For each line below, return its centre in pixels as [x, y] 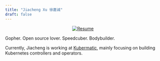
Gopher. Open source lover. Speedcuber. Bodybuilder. [60, 38]
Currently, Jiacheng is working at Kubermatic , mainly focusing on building [80, 48]
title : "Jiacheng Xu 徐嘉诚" [34, 10]
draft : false [19, 14]
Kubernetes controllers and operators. [44, 53]
